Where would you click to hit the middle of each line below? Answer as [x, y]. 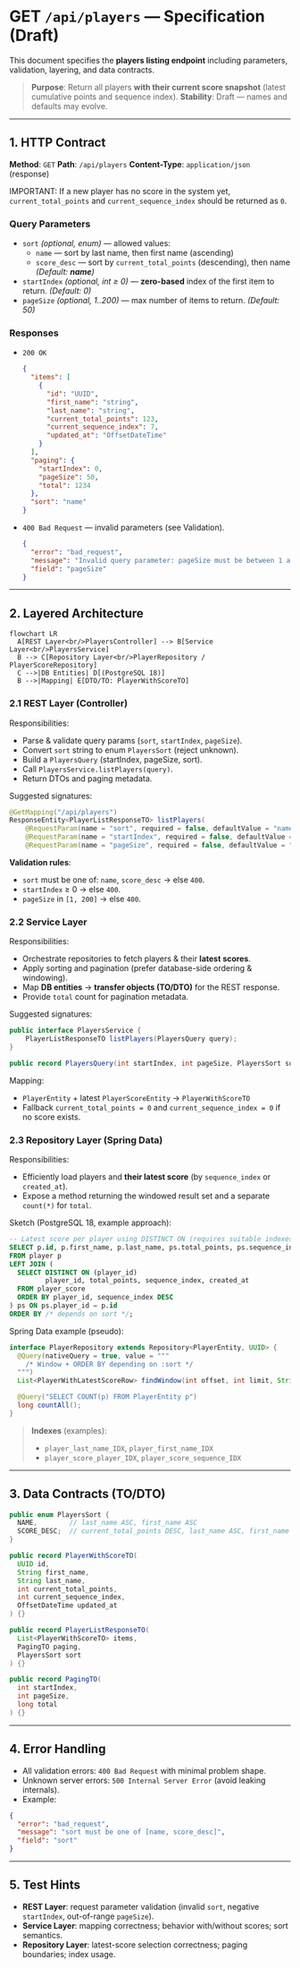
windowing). [45, 978]
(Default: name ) [65, 272]
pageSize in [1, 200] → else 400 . [81, 899]
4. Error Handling [58, 1749]
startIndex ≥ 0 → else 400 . [71, 889]
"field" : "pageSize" [69, 569]
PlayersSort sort [50, 1655]
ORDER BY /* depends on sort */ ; [71, 1314]
